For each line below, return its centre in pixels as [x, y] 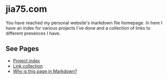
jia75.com [26, 9]
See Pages [22, 49]
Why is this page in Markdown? [45, 71]
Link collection [28, 66]
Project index [26, 61]
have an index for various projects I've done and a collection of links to [78, 28]
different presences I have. [33, 33]
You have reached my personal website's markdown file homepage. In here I [84, 23]
